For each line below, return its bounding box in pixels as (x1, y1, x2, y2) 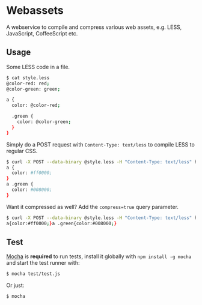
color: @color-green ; (17, 119, 71, 125)
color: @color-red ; (11, 103, 61, 109)
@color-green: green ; (6, 86, 61, 92)
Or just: (6, 282, 25, 289)
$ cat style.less (6, 74, 50, 81)
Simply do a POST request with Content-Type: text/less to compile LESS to (6, 140, 195, 148)
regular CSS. (6, 147, 38, 154)
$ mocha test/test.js (6, 271, 61, 277)
